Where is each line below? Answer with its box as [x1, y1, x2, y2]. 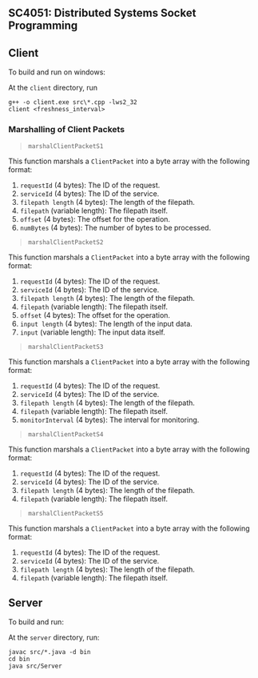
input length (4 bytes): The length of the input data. [19, 319, 193, 328]
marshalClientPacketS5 [27, 509, 104, 517]
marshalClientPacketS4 [27, 430, 104, 439]
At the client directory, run [8, 83, 98, 93]
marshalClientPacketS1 [27, 142, 104, 150]
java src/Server [8, 662, 62, 671]
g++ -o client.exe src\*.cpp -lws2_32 [8, 98, 137, 106]
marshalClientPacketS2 [27, 238, 104, 247]
